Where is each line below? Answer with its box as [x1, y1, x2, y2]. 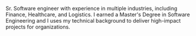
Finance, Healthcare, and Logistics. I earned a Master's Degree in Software [5, 11, 190, 18]
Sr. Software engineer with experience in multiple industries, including [5, 5, 178, 12]
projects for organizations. [5, 23, 70, 30]
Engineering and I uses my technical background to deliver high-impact [5, 17, 181, 24]
